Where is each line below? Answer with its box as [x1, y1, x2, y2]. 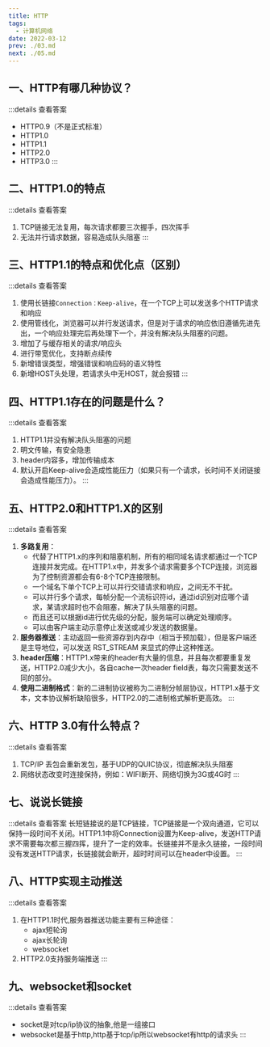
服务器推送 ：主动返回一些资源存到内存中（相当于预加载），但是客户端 [19, 632, 250, 643]
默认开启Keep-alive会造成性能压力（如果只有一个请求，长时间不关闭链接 [19, 466, 261, 475]
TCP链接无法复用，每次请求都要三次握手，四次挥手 [19, 222, 190, 231]
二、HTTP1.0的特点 [8, 182, 106, 196]
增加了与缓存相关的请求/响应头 [19, 339, 123, 348]
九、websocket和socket [8, 979, 132, 993]
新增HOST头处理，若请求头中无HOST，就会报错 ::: [19, 369, 188, 378]
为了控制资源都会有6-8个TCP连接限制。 [31, 572, 165, 582]
